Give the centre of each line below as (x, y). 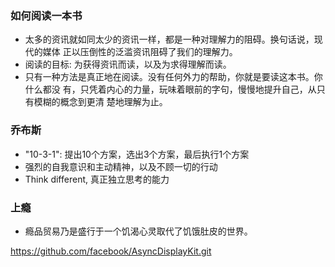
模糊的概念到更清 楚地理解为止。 (100, 102)
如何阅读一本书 (46, 15)
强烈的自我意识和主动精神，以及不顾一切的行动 (121, 166)
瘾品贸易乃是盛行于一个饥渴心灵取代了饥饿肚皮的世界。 (138, 231)
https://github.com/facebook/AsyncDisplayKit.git (111, 251)
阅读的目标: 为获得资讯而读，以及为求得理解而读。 (128, 64)
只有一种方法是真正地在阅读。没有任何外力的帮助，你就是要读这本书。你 (173, 77)
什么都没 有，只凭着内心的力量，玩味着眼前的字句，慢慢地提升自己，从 (170, 89)
